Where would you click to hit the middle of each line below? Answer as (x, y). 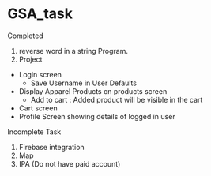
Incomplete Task (34, 132)
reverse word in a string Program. (73, 51)
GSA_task (40, 14)
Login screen (40, 74)
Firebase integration (51, 147)
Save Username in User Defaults (84, 83)
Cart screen (38, 108)
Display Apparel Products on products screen (93, 91)
